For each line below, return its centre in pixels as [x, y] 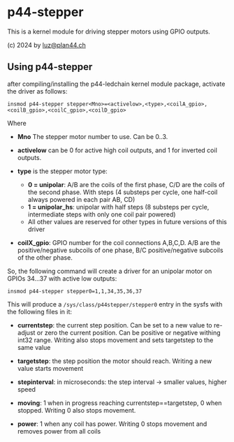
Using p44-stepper [50, 67]
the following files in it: [39, 311]
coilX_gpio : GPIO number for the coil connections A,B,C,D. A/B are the [119, 242]
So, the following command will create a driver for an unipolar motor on [110, 271]
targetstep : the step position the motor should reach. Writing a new [115, 361]
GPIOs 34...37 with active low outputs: [62, 278]
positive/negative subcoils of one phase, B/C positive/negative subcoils [120, 250]
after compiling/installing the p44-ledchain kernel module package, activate [116, 84]
